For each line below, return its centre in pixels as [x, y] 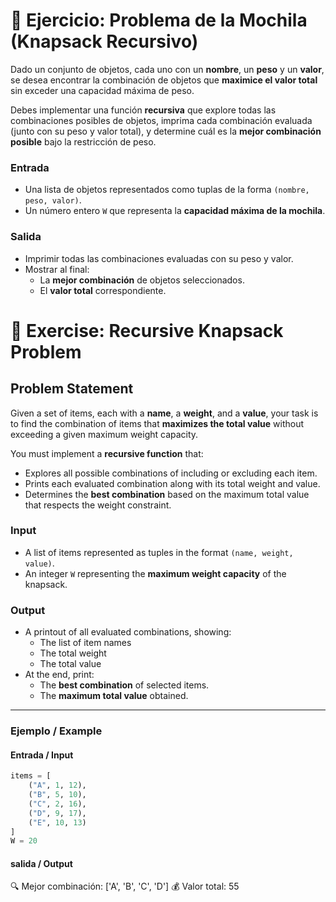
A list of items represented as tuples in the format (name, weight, [159, 552]
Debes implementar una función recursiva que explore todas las [143, 110]
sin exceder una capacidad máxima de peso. [102, 90]
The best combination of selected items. [124, 685]
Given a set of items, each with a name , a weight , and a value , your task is [164, 413]
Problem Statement [72, 389]
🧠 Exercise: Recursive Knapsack [147, 330]
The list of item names [85, 643]
